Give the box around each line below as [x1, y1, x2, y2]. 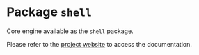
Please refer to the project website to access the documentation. [6, 40, 192, 48]
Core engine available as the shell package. [6, 27, 134, 35]
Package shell [6, 4, 92, 20]
